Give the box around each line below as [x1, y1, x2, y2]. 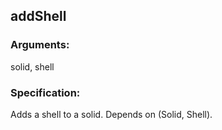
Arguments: [10, 38, 70, 52]
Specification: [10, 85, 81, 99]
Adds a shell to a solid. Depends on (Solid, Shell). [10, 108, 213, 120]
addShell [10, 8, 67, 25]
